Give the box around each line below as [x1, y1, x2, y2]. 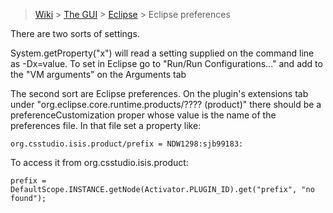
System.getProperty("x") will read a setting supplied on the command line [10, 47, 315, 59]
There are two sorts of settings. [10, 28, 140, 39]
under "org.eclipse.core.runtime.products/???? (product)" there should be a [10, 99, 322, 110]
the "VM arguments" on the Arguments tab [10, 69, 187, 80]
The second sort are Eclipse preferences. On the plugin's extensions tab [10, 88, 309, 99]
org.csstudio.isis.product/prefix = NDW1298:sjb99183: [10, 139, 244, 149]
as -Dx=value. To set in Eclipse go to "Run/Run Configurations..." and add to [10, 58, 323, 69]
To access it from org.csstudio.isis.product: [10, 157, 189, 168]
